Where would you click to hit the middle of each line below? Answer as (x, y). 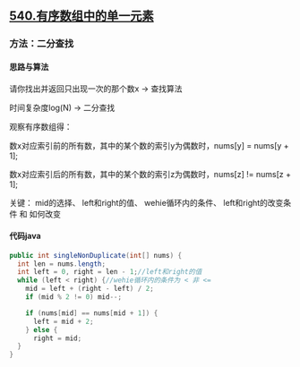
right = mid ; (57, 338)
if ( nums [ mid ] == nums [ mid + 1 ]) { (92, 313)
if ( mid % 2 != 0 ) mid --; (74, 297)
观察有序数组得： (41, 126)
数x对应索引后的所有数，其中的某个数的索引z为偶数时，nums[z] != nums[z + (150, 174)
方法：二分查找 (42, 44)
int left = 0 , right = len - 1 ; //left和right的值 (110, 272)
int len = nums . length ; (61, 264)
